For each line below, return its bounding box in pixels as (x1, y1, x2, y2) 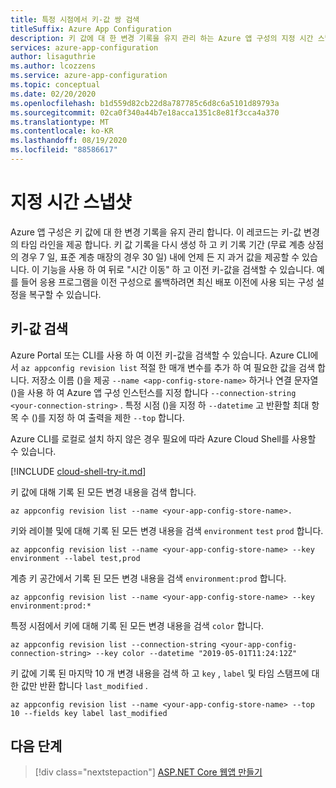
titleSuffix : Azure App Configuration (10, 24, 172, 34)
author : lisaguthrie (10, 52, 97, 62)
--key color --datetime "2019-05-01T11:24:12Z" (95, 648, 298, 658)
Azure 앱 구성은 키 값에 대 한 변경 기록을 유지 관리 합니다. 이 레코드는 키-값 (10, 226, 302, 238)
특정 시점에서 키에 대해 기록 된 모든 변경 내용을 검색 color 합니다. (10, 619, 265, 631)
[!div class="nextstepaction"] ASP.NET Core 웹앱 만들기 (34, 766, 263, 778)
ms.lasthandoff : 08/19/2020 (10, 136, 128, 146)
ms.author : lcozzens (10, 61, 97, 71)
